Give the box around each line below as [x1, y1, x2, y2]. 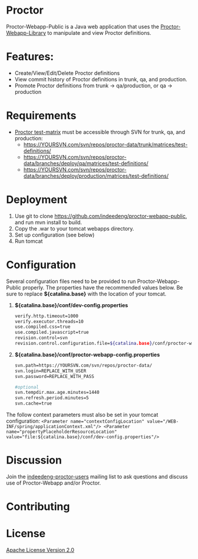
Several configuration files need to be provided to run [6, 278, 136, 285]
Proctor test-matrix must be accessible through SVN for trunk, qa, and [14, 128, 186, 136]
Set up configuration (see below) [14, 231, 95, 238]
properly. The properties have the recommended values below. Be [22, 284, 183, 291]
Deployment [6, 193, 68, 206]
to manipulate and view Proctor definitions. [47, 29, 151, 36]
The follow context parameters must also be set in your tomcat [6, 411, 159, 419]
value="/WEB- [147, 419, 179, 425]
